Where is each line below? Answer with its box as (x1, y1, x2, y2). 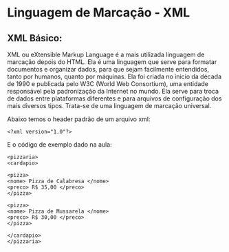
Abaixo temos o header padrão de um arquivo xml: (7, 115, 151, 123)
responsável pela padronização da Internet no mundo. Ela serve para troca (7, 87, 219, 95)
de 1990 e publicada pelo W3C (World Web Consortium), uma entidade (7, 80, 208, 87)
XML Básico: (7, 32, 63, 44)
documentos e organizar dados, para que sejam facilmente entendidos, (7, 65, 210, 73)
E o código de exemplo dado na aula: (7, 140, 112, 149)
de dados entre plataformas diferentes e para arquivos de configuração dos (7, 94, 222, 103)
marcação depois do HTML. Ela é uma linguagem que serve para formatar (7, 58, 217, 66)
